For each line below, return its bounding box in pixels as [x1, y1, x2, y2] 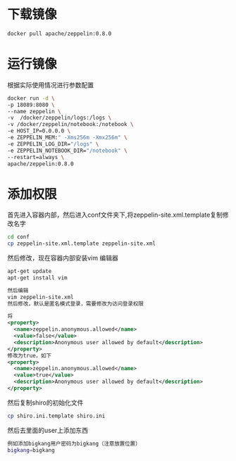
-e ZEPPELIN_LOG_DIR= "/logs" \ [7, 140, 99, 148]
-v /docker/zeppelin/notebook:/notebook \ [7, 121, 134, 128]
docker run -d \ [7, 94, 55, 102]
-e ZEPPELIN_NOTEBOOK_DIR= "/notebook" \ [7, 147, 128, 154]
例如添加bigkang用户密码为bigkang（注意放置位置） [7, 440, 141, 447]
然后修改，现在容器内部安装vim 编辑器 [7, 254, 118, 263]
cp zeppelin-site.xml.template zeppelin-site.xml [7, 240, 156, 247]
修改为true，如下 [7, 352, 51, 359]
